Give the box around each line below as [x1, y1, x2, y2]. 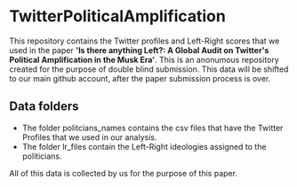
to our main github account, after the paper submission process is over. [9, 73, 271, 83]
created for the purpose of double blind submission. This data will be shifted [9, 64, 289, 74]
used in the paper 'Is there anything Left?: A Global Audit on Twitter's [9, 44, 269, 55]
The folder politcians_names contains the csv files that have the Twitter [21, 122, 284, 133]
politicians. [21, 151, 62, 161]
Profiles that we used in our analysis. [21, 131, 157, 143]
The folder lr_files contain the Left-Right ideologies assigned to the [21, 141, 267, 152]
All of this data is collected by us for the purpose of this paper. [9, 168, 238, 178]
